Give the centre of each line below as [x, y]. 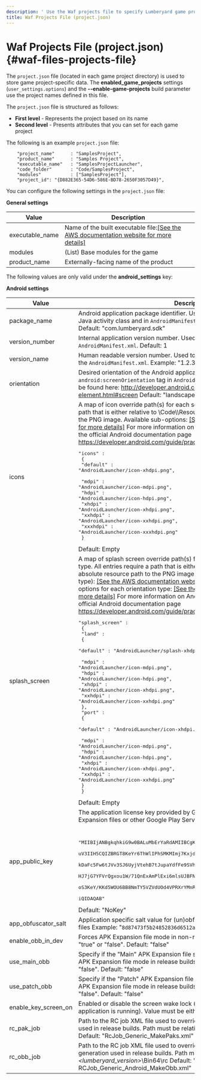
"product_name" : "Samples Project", [71, 159]
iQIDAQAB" [92, 899]
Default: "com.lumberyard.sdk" [122, 328]
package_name [31, 321]
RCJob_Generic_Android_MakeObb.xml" [135, 1068]
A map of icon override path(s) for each [134, 405]
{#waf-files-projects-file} [71, 60]
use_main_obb [29, 962]
